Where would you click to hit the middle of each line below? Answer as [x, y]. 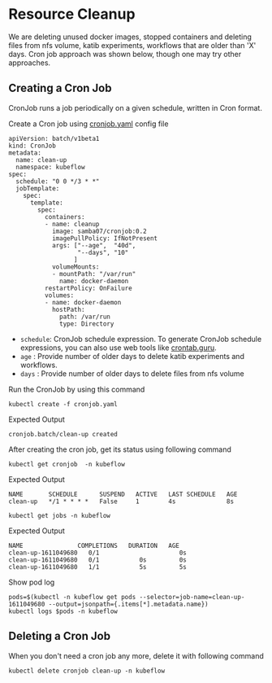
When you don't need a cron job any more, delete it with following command [136, 655]
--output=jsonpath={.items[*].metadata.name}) [128, 604]
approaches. [30, 63]
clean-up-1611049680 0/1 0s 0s [97, 560]
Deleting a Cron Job [60, 636]
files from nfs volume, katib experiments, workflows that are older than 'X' [132, 45]
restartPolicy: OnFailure [88, 288]
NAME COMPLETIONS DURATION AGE [94, 545]
